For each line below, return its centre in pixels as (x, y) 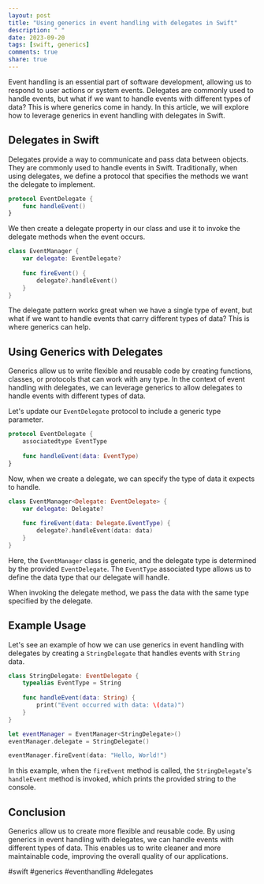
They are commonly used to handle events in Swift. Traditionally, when (123, 167)
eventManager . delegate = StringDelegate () (79, 741)
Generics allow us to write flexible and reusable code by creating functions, (131, 371)
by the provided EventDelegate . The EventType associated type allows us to (130, 569)
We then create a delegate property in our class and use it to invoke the (124, 229)
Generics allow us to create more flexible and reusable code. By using (122, 831)
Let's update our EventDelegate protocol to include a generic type (115, 412)
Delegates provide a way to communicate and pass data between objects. (128, 159)
